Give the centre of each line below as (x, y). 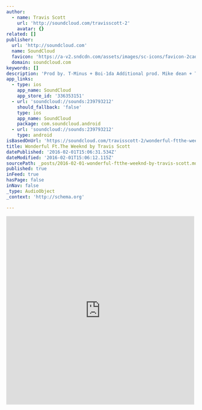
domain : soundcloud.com (41, 62)
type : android (35, 135)
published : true (26, 169)
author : (16, 12)
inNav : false (23, 186)
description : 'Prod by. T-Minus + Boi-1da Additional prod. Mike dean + (99, 74)
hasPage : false (25, 180)
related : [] (21, 34)
